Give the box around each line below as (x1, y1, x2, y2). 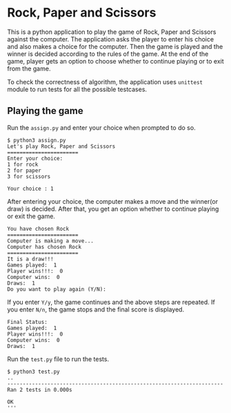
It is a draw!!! (7, 256, 54, 262)
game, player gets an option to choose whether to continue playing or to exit (7, 57, 224, 65)
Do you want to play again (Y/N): (7, 285, 107, 293)
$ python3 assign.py (7, 137, 67, 144)
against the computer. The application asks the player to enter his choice (7, 35, 214, 43)
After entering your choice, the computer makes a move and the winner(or (7, 197, 219, 205)
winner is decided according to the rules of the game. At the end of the (7, 50, 209, 58)
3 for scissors (7, 173, 51, 180)
